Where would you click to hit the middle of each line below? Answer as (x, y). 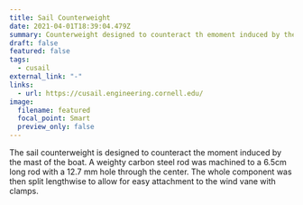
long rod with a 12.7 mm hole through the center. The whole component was (151, 172)
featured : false (40, 51)
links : (22, 85)
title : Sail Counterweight (60, 18)
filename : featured (54, 110)
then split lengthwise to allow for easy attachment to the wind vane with (143, 181)
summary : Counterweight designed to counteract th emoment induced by (145, 34)
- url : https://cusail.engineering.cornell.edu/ (110, 93)
